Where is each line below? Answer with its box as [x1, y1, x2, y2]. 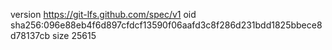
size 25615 [52, 30, 97, 41]
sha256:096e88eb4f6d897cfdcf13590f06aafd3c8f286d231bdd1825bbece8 [10, 19, 323, 31]
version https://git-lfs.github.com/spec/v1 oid [10, 9, 197, 20]
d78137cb [10, 30, 51, 41]
